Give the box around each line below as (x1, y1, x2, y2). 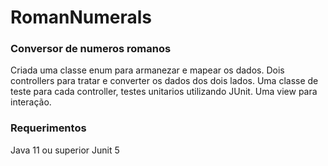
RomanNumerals (10, 6, 153, 29)
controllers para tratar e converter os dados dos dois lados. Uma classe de (10, 75, 319, 87)
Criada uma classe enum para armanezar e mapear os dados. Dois (10, 64, 285, 76)
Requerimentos (10, 121, 87, 135)
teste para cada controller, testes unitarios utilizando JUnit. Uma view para (10, 86, 318, 98)
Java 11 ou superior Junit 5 (10, 144, 120, 156)
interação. (10, 96, 52, 108)
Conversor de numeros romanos (10, 42, 172, 56)
